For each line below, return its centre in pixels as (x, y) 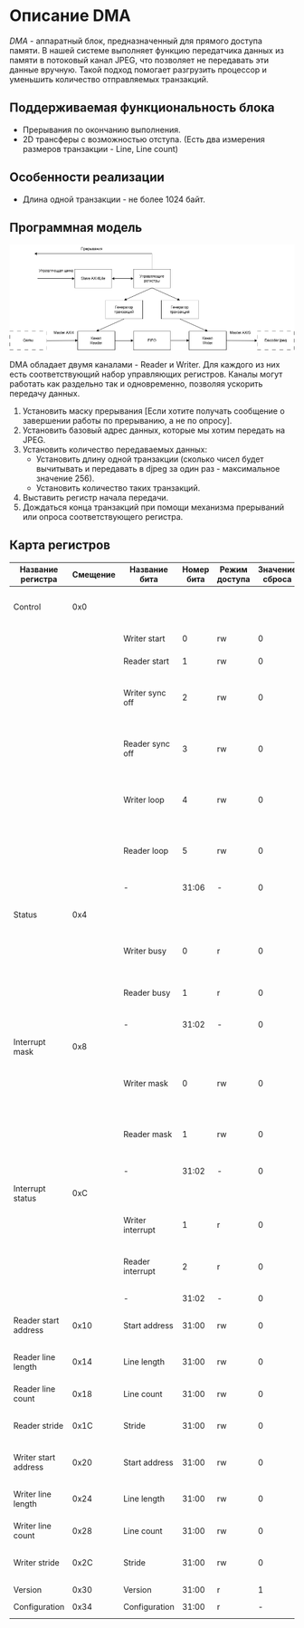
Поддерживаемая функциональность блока (142, 108)
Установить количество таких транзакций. (118, 488)
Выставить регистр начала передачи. (95, 497)
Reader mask (148, 1135)
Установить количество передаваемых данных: (115, 449)
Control (27, 607)
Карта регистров (60, 546)
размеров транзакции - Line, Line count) (100, 148)
